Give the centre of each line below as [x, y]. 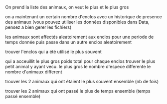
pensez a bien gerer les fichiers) [38, 27]
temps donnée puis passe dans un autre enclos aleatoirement [69, 42]
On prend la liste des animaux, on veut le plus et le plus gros [67, 7]
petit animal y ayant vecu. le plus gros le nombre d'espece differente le [78, 67]
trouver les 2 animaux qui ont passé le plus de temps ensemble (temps [78, 91]
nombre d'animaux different [34, 72]
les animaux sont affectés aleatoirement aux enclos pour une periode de [80, 37]
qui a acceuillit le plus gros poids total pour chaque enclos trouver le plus [80, 61]
